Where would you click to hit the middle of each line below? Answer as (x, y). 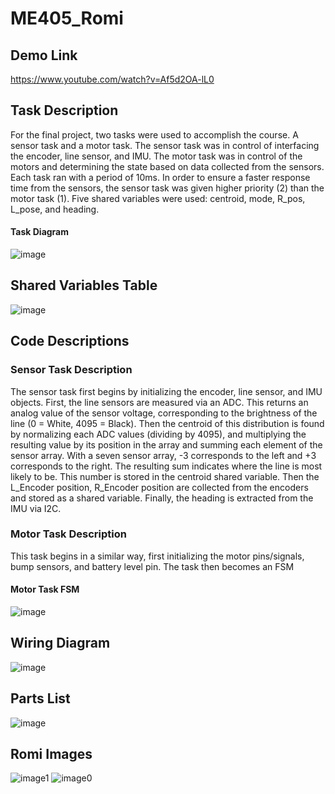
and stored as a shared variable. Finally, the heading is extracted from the (162, 498)
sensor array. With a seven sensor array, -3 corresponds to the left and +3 (163, 455)
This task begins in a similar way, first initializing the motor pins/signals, (157, 556)
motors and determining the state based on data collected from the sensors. (167, 166)
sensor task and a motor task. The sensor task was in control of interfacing (165, 145)
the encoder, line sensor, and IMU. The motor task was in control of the (156, 156)
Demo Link (44, 55)
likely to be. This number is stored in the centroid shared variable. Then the (165, 476)
